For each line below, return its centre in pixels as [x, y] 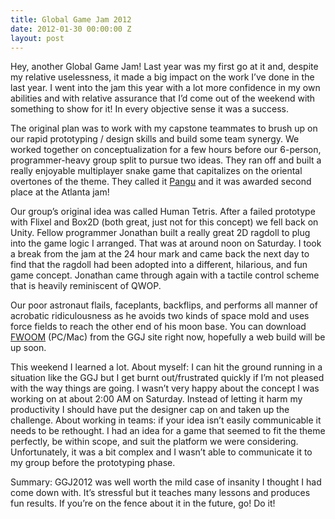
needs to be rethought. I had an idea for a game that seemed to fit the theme [168, 431]
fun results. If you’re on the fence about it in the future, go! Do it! [143, 503]
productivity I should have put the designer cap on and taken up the [150, 410]
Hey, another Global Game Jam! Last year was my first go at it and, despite [164, 67]
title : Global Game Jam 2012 [71, 19]
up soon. [28, 348]
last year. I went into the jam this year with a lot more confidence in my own [165, 88]
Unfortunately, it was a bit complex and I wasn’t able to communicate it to [161, 452]
